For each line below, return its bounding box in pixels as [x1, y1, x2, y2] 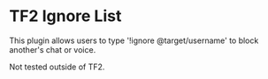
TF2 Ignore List [9, 6, 122, 26]
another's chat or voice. [9, 44, 96, 54]
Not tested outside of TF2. [9, 61, 105, 72]
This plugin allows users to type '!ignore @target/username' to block [9, 35, 259, 46]
